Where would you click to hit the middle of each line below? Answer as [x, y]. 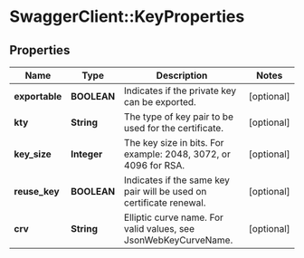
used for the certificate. [174, 128]
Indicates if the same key [177, 180]
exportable [38, 96]
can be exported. [160, 102]
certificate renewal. [165, 203]
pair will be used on [165, 191]
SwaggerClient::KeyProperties [127, 17]
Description [182, 76]
